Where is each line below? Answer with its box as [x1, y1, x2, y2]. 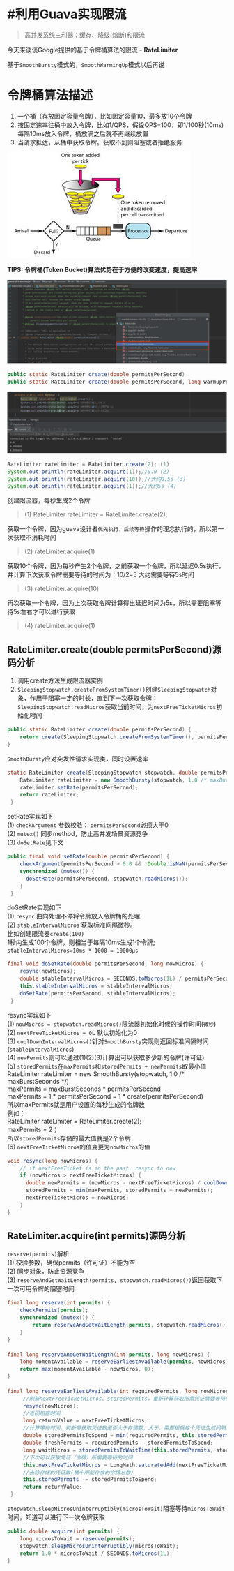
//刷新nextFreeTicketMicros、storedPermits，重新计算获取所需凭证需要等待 [22, 1395, 226, 1402]
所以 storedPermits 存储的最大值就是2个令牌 [7, 1133, 131, 1142]
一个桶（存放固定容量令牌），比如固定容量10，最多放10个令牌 [17, 112, 192, 120]
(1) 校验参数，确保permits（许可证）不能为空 [7, 1258, 136, 1267]
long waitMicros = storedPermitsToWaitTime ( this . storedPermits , [22, 1446, 214, 1454]
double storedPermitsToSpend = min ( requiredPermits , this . [22, 1432, 198, 1439]
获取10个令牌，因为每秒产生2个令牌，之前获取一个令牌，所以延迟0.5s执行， [7, 562, 225, 570]
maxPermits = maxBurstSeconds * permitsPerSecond [7, 1085, 162, 1093]
